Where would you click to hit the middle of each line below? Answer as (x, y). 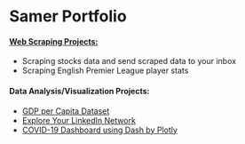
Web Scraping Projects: (54, 41)
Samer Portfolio (68, 16)
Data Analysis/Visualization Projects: (79, 91)
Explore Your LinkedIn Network (79, 120)
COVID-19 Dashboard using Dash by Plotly (99, 130)
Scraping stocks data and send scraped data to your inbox (129, 61)
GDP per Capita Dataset (66, 111)
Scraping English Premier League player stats (105, 71)
